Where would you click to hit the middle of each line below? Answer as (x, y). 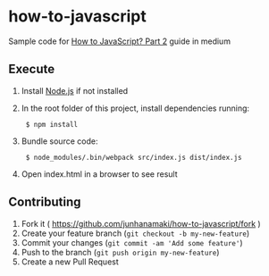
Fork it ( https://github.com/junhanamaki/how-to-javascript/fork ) (141, 223)
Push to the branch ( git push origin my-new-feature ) (120, 252)
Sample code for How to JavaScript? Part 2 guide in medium (120, 41)
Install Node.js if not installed (75, 90)
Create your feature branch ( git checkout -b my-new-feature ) (135, 233)
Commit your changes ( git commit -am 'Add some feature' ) (132, 242)
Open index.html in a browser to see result (99, 174)
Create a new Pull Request (70, 262)
